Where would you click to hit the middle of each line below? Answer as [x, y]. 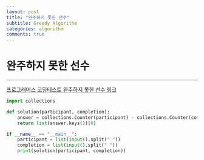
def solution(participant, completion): [58, 112]
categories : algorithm [35, 29]
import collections [31, 101]
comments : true [25, 34]
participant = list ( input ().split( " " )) [69, 139]
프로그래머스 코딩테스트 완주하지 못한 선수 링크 [62, 90]
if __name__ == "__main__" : [42, 134]
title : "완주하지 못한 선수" [38, 18]
